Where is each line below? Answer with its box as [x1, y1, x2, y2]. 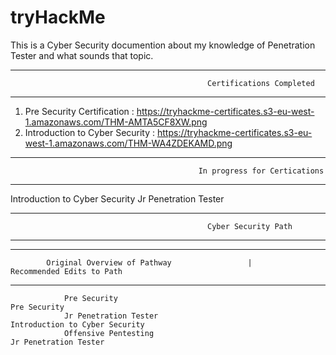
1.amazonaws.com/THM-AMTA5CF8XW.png [24, 116, 208, 128]
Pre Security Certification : [24, 105, 135, 117]
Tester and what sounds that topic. [10, 49, 154, 61]
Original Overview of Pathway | [46, 257, 253, 268]
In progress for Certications [198, 166, 325, 176]
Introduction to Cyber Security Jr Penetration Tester [10, 192, 225, 205]
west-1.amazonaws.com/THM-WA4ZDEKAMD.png [24, 137, 233, 149]
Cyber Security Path [207, 221, 293, 231]
